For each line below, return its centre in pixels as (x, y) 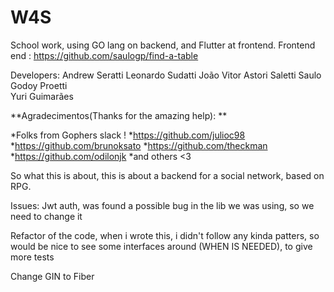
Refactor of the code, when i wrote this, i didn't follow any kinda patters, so (165, 235)
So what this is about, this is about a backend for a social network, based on (167, 175)
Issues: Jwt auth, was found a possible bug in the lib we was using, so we (162, 205)
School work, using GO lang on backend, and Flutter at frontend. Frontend (163, 45)
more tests (32, 257)
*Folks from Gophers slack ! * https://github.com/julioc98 (128, 135)
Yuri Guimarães (42, 96)
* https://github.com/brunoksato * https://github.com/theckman (139, 145)
